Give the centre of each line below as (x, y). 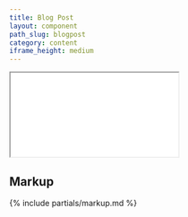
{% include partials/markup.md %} (73, 203)
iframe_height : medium (51, 51)
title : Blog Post (42, 17)
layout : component (43, 26)
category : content (43, 43)
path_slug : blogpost (48, 34)
